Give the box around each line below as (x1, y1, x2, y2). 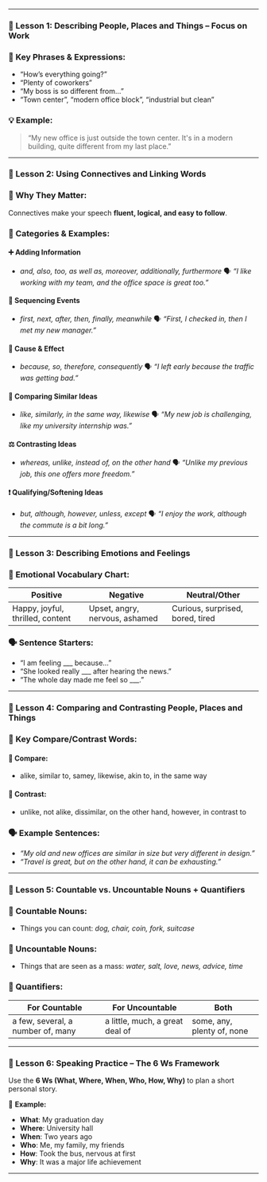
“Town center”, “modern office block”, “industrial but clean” (19, 95, 215, 104)
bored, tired (172, 613, 216, 624)
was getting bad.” (19, 373, 79, 383)
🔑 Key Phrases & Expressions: (8, 51, 126, 62)
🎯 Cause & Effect (8, 344, 65, 353)
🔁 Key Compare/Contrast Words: (8, 733, 137, 745)
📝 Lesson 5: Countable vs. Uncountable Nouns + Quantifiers (8, 884, 246, 895)
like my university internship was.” (19, 421, 133, 430)
